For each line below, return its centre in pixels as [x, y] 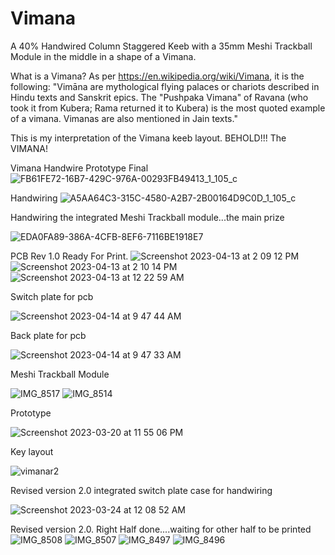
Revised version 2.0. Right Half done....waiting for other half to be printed [161, 529]
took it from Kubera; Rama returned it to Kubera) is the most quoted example [168, 108]
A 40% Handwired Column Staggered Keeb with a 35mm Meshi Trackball [161, 46]
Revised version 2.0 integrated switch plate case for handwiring [141, 490]
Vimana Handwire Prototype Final [79, 168]
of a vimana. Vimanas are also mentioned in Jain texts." [124, 118]
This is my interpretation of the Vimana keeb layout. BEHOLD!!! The [148, 138]
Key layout [32, 451]
